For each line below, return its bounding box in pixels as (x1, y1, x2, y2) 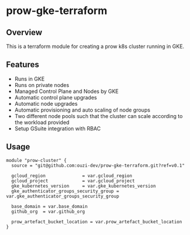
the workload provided (14, 119, 70, 126)
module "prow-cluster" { (6, 157, 67, 163)
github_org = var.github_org (11, 209, 85, 215)
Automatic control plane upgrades (14, 94, 97, 101)
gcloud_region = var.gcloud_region (11, 172, 133, 179)
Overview (6, 27, 43, 37)
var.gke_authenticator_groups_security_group (6, 193, 119, 199)
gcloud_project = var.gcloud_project (11, 178, 135, 184)
